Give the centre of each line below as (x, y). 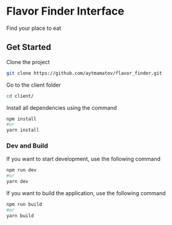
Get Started (29, 47)
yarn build (20, 216)
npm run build (24, 205)
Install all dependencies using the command (62, 107)
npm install (21, 119)
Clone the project (28, 62)
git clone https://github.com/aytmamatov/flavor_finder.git (84, 73)
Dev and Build (27, 146)
